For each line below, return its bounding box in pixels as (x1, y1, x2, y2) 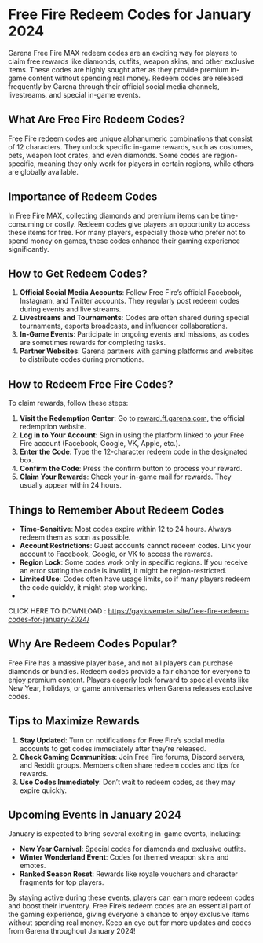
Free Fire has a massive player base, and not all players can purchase (8, 658, 234, 668)
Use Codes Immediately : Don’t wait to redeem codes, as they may (19, 777, 236, 786)
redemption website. (19, 422, 86, 432)
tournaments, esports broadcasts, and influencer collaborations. (19, 321, 228, 331)
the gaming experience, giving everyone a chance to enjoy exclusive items (8, 910, 250, 919)
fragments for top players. (19, 878, 104, 887)
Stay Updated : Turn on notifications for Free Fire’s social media (19, 735, 225, 745)
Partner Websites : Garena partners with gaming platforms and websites (19, 346, 254, 355)
